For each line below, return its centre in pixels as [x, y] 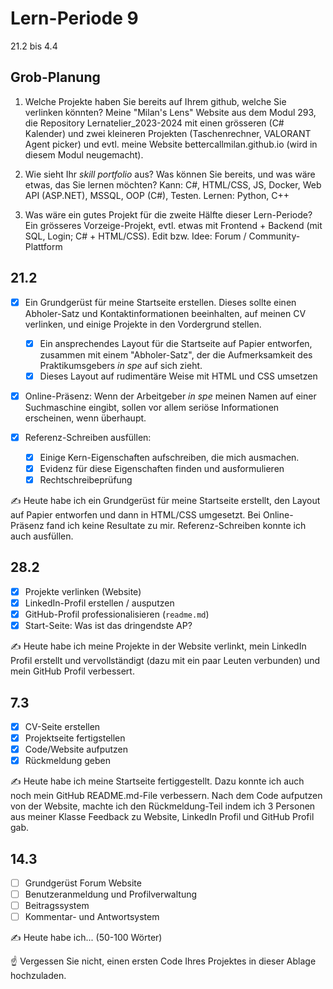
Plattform [43, 246]
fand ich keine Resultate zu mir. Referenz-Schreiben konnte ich [176, 526]
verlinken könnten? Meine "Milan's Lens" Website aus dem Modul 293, [170, 112]
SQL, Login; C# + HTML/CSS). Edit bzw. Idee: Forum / [135, 236]
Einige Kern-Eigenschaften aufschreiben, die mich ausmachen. [169, 457]
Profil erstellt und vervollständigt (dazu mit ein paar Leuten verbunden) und [165, 661]
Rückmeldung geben [67, 761]
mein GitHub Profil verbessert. [72, 671]
